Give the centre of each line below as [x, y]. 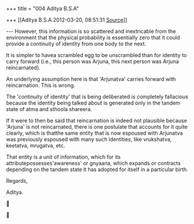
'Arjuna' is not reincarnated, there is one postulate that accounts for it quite [97, 127]
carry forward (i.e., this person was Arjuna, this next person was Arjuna [93, 61]
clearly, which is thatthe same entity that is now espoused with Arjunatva [95, 133]
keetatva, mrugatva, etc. [36, 146]
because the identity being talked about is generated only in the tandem [93, 103]
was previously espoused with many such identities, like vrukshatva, [89, 139]
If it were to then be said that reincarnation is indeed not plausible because [96, 121]
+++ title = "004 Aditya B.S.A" [43, 9]
